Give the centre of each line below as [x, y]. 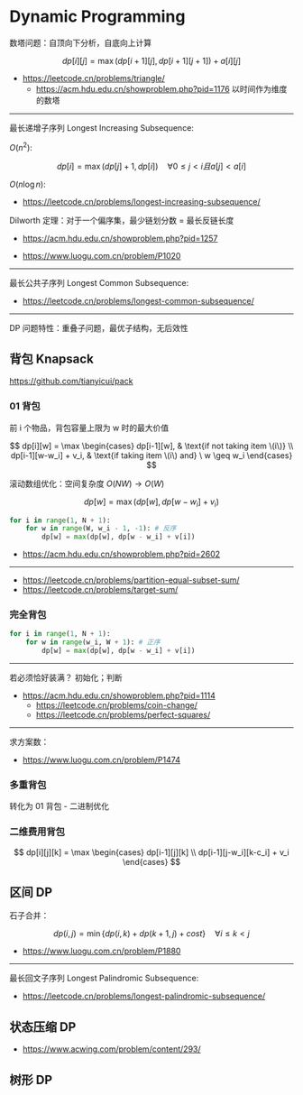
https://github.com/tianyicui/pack [71, 382]
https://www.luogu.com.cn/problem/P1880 [101, 951]
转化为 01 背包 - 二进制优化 [60, 806]
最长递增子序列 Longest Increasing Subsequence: [101, 127]
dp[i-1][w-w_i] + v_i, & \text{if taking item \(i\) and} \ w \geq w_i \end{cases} [151, 455]
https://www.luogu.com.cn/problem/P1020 [101, 255]
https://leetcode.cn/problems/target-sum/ [100, 590]
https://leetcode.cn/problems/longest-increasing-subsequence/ [141, 201]
